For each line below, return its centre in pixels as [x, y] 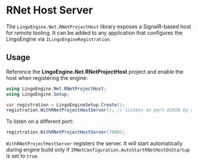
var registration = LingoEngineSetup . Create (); [66, 105]
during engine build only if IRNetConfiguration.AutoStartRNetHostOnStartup [98, 150]
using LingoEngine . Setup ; [38, 94]
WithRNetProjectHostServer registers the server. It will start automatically [94, 143]
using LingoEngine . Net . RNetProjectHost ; [57, 89]
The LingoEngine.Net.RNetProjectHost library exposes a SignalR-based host [99, 26]
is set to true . [23, 156]
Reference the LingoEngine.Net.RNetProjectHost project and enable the [95, 72]
